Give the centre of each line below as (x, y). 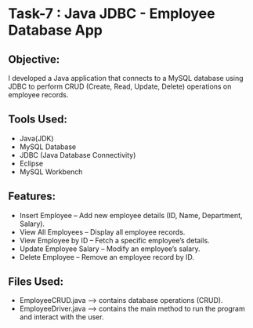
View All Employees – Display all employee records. (102, 231)
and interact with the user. (61, 317)
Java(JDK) (36, 138)
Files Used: (36, 282)
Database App (56, 30)
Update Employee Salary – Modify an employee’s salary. (110, 249)
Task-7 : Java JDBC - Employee (112, 14)
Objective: (34, 59)
